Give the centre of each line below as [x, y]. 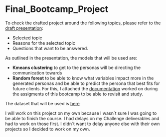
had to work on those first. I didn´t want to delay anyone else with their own [83, 124]
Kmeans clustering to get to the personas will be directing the [77, 68]
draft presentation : [24, 28]
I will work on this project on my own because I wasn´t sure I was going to [81, 113]
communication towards [37, 72]
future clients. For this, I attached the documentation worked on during [85, 88]
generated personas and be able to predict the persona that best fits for [86, 83]
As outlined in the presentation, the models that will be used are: [71, 58]
